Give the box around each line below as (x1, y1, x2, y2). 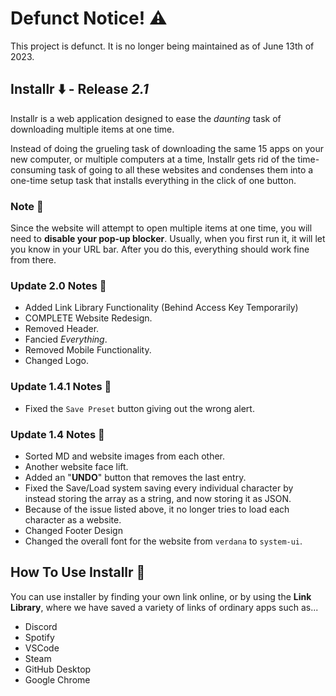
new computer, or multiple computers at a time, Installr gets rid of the (10, 153, 296, 165)
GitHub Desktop (24, 663, 92, 675)
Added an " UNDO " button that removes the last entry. (24, 471, 247, 483)
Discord (24, 620, 58, 632)
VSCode (24, 642, 60, 654)
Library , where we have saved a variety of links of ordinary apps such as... (10, 601, 319, 613)
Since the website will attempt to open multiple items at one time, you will (10, 222, 313, 234)
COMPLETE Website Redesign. (24, 312, 153, 324)
